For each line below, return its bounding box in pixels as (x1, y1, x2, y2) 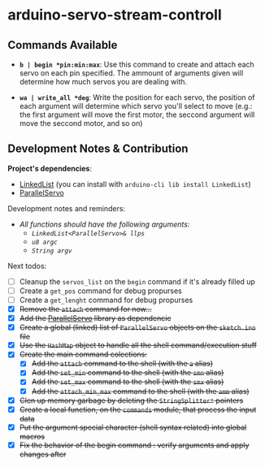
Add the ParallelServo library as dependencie (19, 313, 172, 323)
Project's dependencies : (7, 163, 93, 173)
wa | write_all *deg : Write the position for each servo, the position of (19, 93, 255, 102)
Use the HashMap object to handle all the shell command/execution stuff (19, 340, 258, 350)
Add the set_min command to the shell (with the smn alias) (31, 368, 224, 378)
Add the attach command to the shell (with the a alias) (31, 359, 213, 369)
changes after (19, 449, 67, 459)
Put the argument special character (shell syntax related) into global (19, 422, 247, 432)
